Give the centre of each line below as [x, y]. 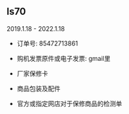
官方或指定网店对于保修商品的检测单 [69, 103]
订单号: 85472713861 [47, 43]
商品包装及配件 [38, 89]
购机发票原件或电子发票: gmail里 [63, 58]
